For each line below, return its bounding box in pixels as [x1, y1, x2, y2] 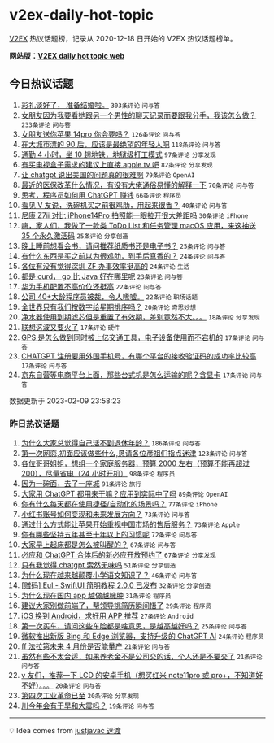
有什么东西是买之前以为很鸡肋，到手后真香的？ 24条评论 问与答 [20, 250, 226, 261]
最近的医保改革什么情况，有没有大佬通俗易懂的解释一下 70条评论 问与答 [20, 180, 254, 189]
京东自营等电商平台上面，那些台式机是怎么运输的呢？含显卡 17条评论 [20, 370, 249, 380]
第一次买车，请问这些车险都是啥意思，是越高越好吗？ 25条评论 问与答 [20, 621, 247, 631]
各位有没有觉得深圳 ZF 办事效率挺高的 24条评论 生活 [20, 261, 190, 271]
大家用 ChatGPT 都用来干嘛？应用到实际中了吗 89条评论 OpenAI [20, 489, 228, 499]
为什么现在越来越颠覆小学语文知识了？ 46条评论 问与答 [20, 571, 198, 580]
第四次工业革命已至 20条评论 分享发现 [20, 691, 140, 701]
